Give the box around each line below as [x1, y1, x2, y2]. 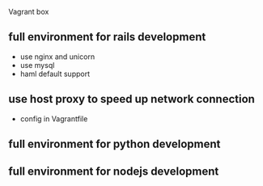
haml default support [19, 69, 91, 78]
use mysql [19, 60, 55, 70]
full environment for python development [8, 137, 221, 151]
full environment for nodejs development [8, 165, 219, 179]
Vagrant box [8, 7, 49, 16]
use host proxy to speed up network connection [8, 92, 255, 106]
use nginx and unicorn [19, 52, 95, 61]
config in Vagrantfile [19, 113, 88, 124]
